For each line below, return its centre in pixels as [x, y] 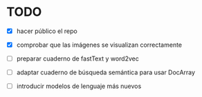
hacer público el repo [47, 31]
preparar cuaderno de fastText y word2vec [77, 58]
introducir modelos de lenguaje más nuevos [79, 86]
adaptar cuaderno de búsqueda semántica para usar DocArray [105, 72]
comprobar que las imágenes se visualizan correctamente [99, 45]
